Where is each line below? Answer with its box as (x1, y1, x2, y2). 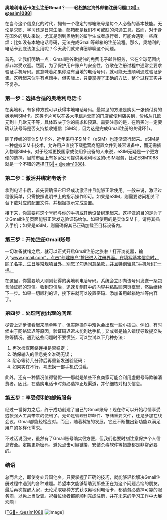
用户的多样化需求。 (5, 425, 45, 431)
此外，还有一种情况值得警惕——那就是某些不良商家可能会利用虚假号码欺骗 (5, 374, 158, 380)
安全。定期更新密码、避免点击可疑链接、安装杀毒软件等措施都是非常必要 (9, 442, 158, 448)
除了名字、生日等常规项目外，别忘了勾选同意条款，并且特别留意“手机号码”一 (5, 261, 162, 267)
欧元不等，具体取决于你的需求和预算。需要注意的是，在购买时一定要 (22, 119, 162, 125)
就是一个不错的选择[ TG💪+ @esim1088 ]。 (5, 161, 88, 167)
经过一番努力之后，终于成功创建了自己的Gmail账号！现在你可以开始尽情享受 (5, 407, 161, 413)
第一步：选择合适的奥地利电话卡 (5, 95, 82, 102)
